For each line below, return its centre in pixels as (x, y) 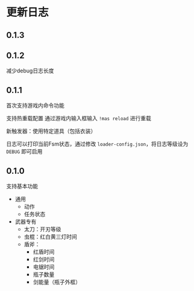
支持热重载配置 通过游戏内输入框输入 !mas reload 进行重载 (79, 118)
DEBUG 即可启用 (24, 152)
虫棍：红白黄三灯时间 (50, 237)
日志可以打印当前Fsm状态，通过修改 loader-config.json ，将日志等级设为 (97, 144)
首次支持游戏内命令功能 (35, 106)
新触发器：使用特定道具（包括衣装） (51, 131)
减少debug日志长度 (30, 71)
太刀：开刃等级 (42, 229)
